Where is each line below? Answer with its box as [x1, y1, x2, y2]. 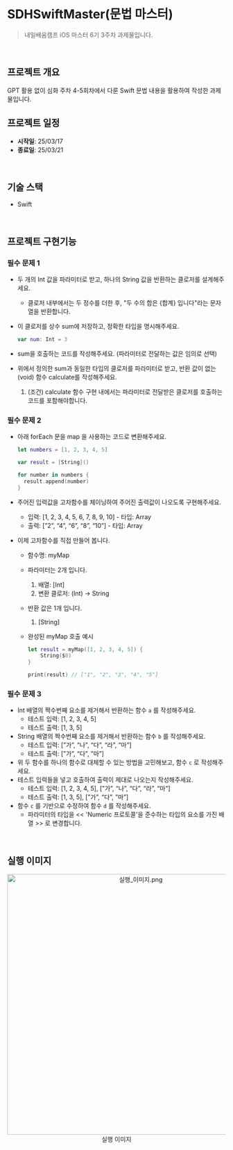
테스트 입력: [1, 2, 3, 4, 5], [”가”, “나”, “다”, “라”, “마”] [27, 785, 171, 793]
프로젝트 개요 [7, 67, 60, 79]
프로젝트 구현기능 [7, 236, 77, 247]
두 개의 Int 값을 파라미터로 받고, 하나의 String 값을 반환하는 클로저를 [17, 275, 201, 284]
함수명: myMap [27, 550, 70, 559]
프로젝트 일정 [7, 117, 60, 129]
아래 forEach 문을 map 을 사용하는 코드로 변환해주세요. [17, 432, 167, 441]
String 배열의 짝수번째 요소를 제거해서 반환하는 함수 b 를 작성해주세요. [17, 732, 206, 741]
